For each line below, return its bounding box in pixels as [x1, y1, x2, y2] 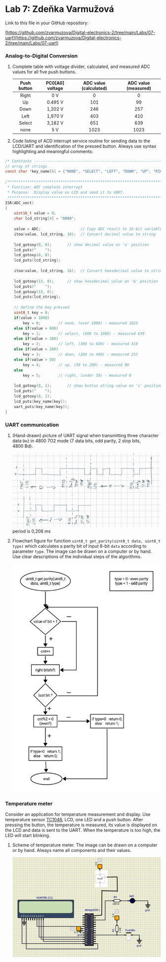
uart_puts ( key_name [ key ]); [14, 404, 70, 409]
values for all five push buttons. [12, 69, 77, 75]
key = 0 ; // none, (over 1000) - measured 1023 [23, 321, 138, 326]
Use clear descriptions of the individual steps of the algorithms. [12, 554, 142, 560]
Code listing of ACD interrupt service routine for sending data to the [12, 138, 151, 144]
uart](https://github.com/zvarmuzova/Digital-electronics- [5, 35, 122, 41]
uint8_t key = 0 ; [14, 310, 50, 315]
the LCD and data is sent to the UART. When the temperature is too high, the [5, 827, 161, 833]
